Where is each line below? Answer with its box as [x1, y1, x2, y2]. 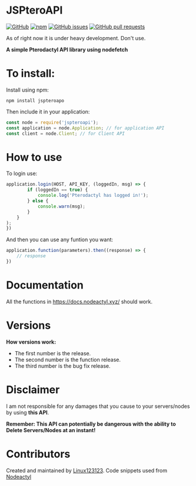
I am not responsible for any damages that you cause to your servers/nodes [6, 403, 190, 410]
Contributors [6, 447, 71, 461]
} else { [27, 198, 49, 204]
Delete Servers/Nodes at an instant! [6, 426, 96, 433]
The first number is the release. [14, 349, 91, 357]
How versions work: [6, 338, 57, 345]
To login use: [6, 170, 38, 177]
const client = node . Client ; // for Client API [6, 131, 125, 137]
